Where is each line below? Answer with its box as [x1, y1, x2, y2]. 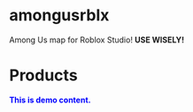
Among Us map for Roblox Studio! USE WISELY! [9, 34, 184, 45]
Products [9, 65, 78, 86]
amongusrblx [9, 5, 110, 26]
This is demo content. [9, 94, 91, 105]
